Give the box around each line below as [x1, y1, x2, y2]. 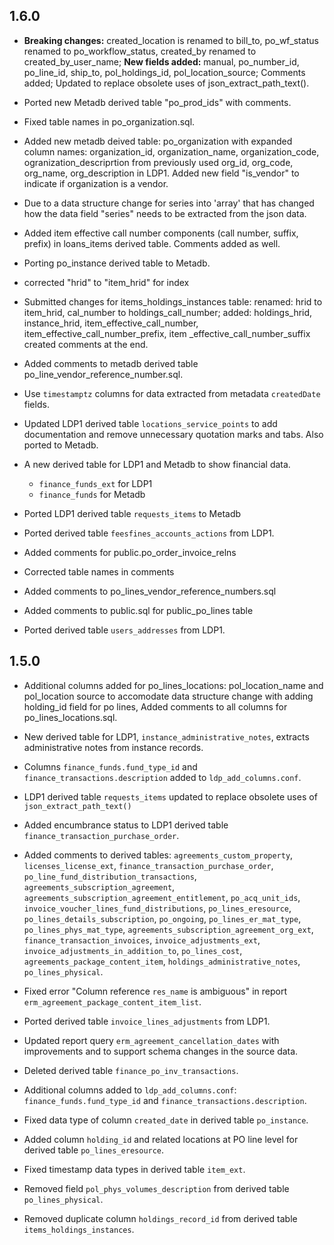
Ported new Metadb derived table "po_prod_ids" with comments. [23, 96, 292, 108]
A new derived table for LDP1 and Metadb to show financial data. [23, 458, 291, 470]
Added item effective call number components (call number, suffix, [23, 227, 299, 239]
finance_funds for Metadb [38, 488, 146, 500]
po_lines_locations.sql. [23, 711, 118, 723]
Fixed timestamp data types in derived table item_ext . [23, 1163, 246, 1175]
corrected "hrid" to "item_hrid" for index [23, 276, 190, 288]
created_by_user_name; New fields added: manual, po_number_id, [23, 55, 300, 68]
